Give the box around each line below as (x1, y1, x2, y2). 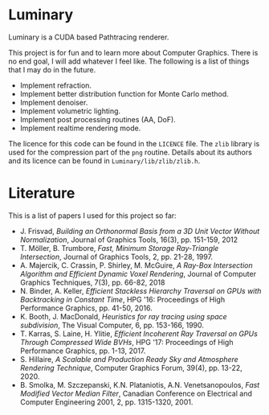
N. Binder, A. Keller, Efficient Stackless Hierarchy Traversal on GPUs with (19, 286, 262, 295)
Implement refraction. (19, 80, 92, 90)
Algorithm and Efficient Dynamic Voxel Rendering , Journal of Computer (19, 269, 257, 278)
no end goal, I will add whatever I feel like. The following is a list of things (8, 56, 250, 66)
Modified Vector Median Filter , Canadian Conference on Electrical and (19, 388, 253, 398)
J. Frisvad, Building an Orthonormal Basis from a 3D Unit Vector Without (19, 226, 260, 236)
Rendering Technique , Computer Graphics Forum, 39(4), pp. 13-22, (19, 363, 243, 372)
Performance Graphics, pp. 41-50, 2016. (19, 303, 153, 313)
